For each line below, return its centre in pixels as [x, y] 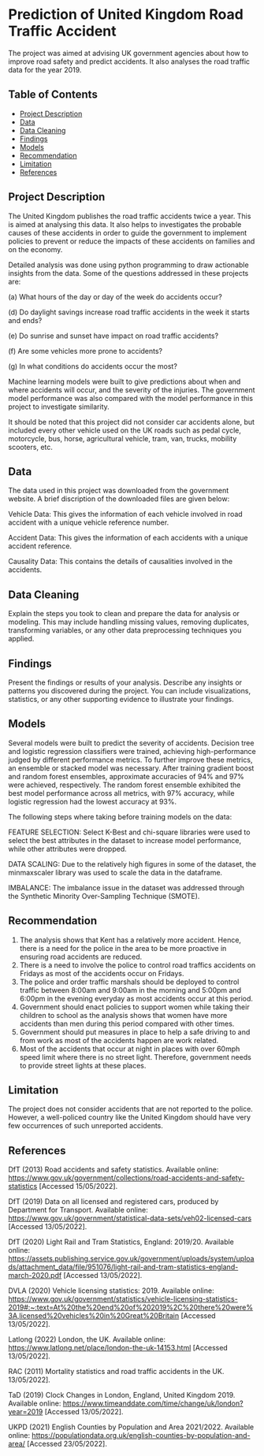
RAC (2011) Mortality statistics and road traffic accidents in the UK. [116, 1372]
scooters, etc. [31, 447]
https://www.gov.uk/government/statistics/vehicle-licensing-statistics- [123, 1299]
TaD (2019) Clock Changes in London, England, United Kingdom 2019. [122, 1395]
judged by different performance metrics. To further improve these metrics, [130, 760]
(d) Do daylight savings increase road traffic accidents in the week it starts [129, 312]
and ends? [25, 320]
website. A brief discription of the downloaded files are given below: [119, 499]
